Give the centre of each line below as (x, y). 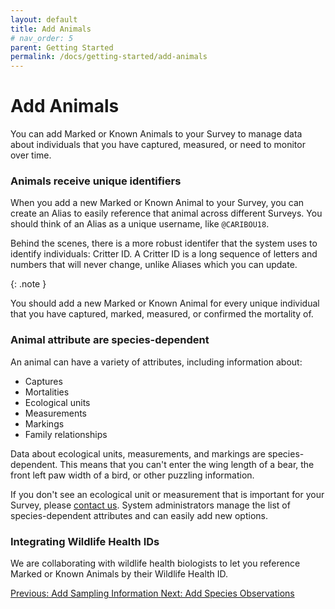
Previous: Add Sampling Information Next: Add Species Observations (152, 593)
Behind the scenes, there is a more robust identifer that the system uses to (164, 243)
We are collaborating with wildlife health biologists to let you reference (155, 563)
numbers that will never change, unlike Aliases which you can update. (154, 265)
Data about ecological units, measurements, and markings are (138, 453)
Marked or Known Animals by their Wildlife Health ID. (119, 573)
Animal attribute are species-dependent (110, 340)
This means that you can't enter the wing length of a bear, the (187, 464)
